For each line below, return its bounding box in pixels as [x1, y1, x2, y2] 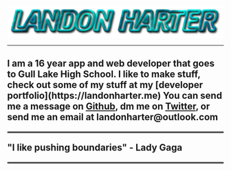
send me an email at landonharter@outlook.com [7, 111, 219, 123]
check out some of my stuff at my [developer [7, 79, 203, 91]
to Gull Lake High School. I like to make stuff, [7, 69, 201, 80]
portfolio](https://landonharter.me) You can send [7, 90, 222, 102]
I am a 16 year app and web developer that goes [7, 58, 215, 69]
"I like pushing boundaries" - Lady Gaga [7, 142, 183, 154]
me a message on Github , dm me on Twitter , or [7, 101, 210, 113]
